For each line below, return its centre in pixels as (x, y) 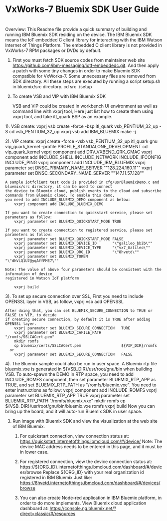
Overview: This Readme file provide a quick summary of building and (76, 29)
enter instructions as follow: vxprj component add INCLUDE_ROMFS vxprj (81, 390)
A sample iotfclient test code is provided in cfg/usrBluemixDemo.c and (82, 182)
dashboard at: (34, 509)
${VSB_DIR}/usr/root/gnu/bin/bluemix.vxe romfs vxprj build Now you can (80, 406)
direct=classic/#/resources (48, 514)
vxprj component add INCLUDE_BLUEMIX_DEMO (59, 204)
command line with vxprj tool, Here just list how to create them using (83, 111)
